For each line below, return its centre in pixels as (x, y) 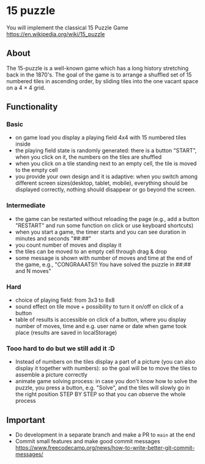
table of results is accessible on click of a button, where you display (101, 320)
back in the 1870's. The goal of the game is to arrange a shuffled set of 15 (99, 75)
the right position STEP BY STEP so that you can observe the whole (100, 394)
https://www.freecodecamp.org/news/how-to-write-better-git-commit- (105, 448)
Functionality (32, 107)
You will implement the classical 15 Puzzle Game (67, 28)
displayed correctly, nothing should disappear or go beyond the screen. (105, 190)
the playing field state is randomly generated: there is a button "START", (106, 151)
